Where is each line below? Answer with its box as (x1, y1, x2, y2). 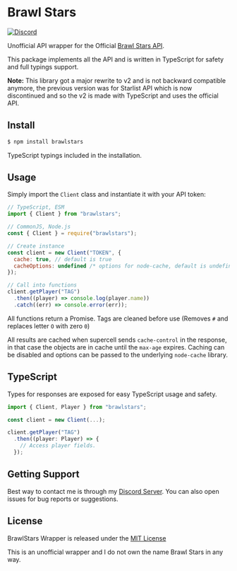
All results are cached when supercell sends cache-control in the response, (7, 335, 227, 344)
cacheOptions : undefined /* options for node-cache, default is (13, 263, 207, 270)
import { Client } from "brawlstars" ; (7, 210, 121, 218)
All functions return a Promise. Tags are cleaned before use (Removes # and (7, 314, 229, 323)
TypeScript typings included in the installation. (7, 151, 142, 159)
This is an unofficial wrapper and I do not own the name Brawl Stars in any (7, 548, 224, 556)
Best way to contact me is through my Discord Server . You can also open (7, 487, 220, 495)
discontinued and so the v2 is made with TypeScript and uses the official (7, 91, 219, 100)
